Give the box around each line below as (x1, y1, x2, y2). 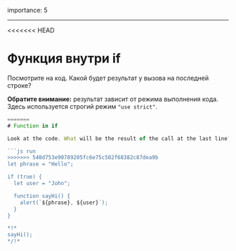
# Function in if (7, 122, 58, 129)
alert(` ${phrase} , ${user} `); (20, 199, 109, 206)
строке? (7, 81, 32, 90)
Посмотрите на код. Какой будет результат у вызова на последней (7, 74, 209, 82)
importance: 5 (7, 6, 48, 14)
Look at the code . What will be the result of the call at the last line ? (7, 135, 231, 142)
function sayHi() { (13, 192, 71, 199)
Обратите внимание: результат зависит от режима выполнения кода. (7, 95, 219, 103)
